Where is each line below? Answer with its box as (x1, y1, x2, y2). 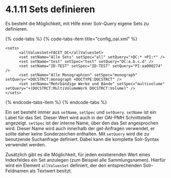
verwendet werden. (5, 141, 46, 147)
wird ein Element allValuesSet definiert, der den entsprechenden (5, 162, 142, 168)
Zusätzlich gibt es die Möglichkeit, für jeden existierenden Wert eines (5, 151, 151, 158)
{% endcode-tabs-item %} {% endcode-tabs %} (5, 99, 107, 105)
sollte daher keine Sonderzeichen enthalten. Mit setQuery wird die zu (5, 131, 149, 137)
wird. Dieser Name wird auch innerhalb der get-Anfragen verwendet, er (5, 125, 155, 131)
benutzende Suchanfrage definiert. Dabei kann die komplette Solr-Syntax (5, 136, 159, 142)
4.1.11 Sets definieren (5, 4, 95, 15)
